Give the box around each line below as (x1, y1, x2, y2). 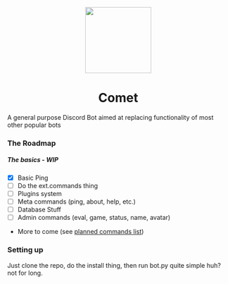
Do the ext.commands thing (17, 181, 99, 190)
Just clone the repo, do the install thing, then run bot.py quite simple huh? (7, 261, 222, 269)
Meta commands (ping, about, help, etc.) (17, 197, 136, 206)
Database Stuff (17, 205, 61, 214)
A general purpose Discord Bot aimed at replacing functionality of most (7, 113, 214, 121)
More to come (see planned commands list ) (17, 228, 144, 236)
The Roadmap (7, 138, 56, 148)
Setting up (7, 245, 44, 255)
